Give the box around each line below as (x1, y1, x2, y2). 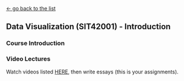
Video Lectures (6, 55, 51, 63)
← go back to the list (6, 5, 56, 12)
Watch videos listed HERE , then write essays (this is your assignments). (6, 68, 179, 75)
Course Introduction (6, 39, 65, 47)
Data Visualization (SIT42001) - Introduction (6, 22, 171, 31)
